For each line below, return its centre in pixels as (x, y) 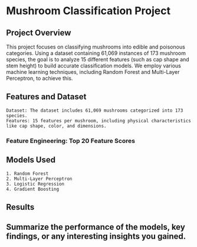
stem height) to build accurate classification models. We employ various (93, 66)
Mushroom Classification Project (88, 11)
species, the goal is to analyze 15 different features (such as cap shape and (98, 59)
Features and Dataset (46, 97)
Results (20, 207)
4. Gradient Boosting (33, 189)
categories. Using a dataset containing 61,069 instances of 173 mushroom (96, 53)
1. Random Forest (27, 173)
